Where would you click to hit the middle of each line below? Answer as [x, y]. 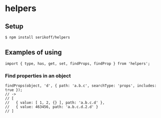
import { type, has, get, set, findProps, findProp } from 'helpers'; [78, 63]
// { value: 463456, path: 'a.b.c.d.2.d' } [51, 107]
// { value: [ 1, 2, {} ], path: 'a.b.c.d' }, [55, 103]
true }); [14, 90]
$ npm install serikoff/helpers [37, 37]
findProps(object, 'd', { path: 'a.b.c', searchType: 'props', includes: [81, 86]
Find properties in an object [38, 75]
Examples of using [33, 52]
